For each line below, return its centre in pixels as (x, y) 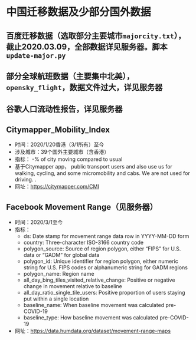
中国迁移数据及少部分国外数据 (79, 12)
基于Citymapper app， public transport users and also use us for (94, 167)
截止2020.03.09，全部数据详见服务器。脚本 (87, 47)
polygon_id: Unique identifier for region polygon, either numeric (101, 261)
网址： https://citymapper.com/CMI (57, 187)
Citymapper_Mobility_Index (58, 129)
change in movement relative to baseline (73, 286)
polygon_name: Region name (59, 273)
